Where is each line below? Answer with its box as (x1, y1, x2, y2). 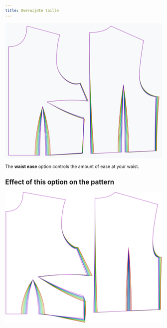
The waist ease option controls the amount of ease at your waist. (5, 163, 140, 169)
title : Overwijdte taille (5, 8, 59, 13)
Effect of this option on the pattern (5, 178, 115, 186)
